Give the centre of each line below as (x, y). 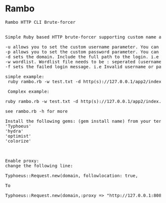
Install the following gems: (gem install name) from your (78, 121)
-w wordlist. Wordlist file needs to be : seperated (70, 62)
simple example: (25, 76)
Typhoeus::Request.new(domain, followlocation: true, (72, 176)
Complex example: (29, 91)
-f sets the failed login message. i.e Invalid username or (80, 67)
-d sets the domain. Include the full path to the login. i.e (82, 57)
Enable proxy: (22, 161)
